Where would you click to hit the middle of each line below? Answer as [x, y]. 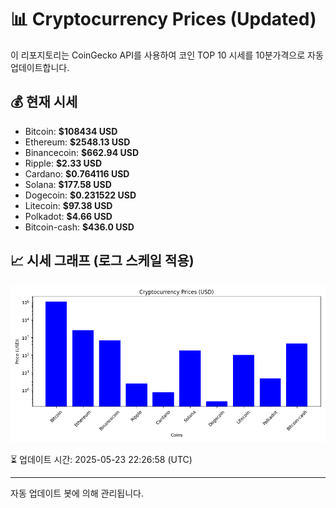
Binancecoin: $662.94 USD [82, 152]
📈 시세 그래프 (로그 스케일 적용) [102, 261]
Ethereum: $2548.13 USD [77, 142]
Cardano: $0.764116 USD [77, 173]
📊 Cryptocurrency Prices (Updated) [163, 19]
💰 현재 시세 [44, 102]
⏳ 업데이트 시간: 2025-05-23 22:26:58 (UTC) [101, 459]
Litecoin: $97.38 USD [68, 205]
